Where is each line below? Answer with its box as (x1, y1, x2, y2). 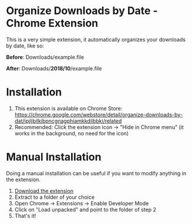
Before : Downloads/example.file (6, 53, 84, 60)
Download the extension (14, 187, 74, 194)
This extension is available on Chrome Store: (14, 104, 123, 112)
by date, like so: (6, 42, 45, 49)
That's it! (14, 212, 36, 219)
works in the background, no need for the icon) (14, 130, 129, 137)
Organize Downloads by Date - (6, 4, 159, 18)
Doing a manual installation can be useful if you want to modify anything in (6, 169, 187, 177)
